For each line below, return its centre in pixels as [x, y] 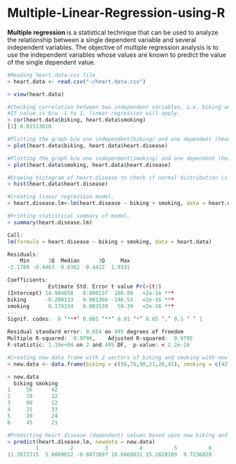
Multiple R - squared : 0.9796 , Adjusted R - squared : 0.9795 [100, 338]
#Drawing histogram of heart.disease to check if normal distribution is [118, 178]
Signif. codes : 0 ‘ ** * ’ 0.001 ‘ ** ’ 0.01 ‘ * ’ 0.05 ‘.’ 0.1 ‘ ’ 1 [105, 319]
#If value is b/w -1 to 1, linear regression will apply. [94, 114]
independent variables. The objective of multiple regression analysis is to [113, 47]
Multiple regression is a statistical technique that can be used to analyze [113, 32]
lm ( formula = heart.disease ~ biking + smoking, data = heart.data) [110, 241]
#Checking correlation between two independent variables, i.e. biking [114, 107]
